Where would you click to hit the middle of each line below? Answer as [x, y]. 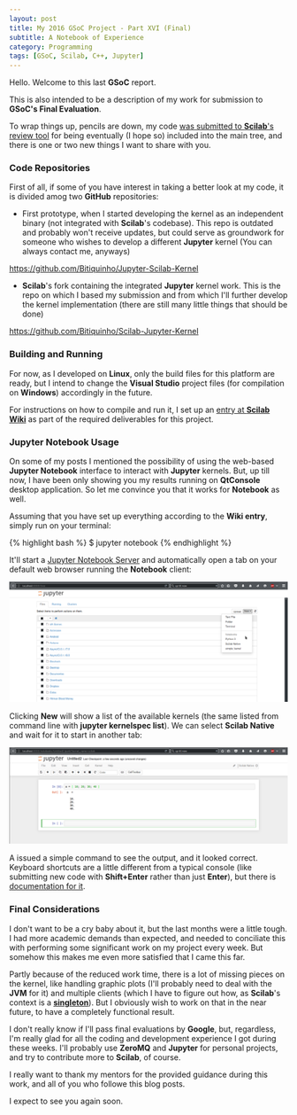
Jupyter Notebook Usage [64, 441]
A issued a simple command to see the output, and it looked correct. [133, 858]
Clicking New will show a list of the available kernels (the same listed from [144, 716]
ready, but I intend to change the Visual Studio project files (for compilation [147, 383]
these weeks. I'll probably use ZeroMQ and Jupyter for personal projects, [144, 1048]
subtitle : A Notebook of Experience [76, 37]
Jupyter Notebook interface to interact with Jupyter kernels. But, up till [139, 471]
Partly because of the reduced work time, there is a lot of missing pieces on [147, 974]
